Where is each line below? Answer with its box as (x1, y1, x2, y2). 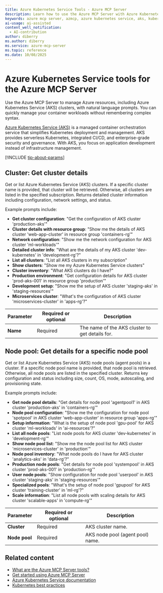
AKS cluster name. (85, 523, 128, 530)
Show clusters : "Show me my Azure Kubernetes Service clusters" (12, 262, 145, 268)
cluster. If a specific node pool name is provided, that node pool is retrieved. (5, 365, 158, 371)
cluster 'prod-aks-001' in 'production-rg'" (12, 466, 96, 472)
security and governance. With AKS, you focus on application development (5, 140, 155, 146)
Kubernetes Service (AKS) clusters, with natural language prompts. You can (5, 105, 157, 111)
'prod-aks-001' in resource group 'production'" (12, 278, 107, 284)
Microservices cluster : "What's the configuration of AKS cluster (12, 294, 142, 299)
